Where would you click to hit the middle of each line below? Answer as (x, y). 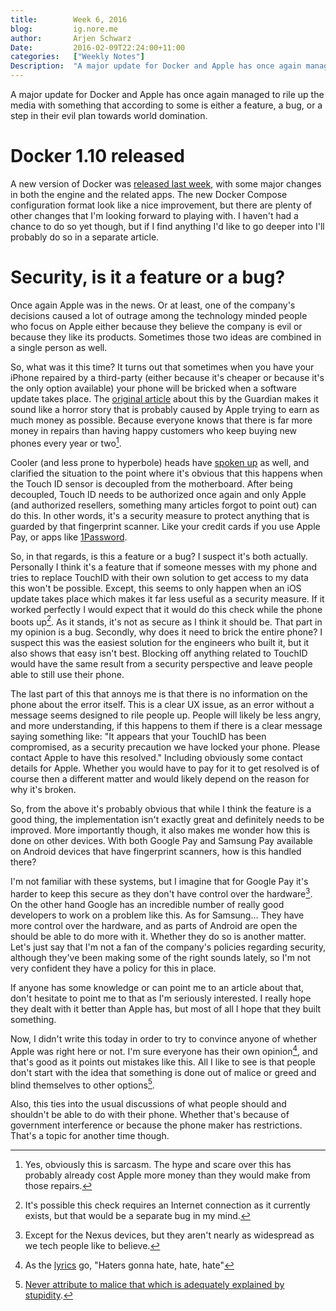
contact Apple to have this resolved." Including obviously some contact (156, 758)
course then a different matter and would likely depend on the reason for (160, 779)
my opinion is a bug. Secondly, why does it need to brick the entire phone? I (166, 632)
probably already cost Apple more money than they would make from (167, 1175)
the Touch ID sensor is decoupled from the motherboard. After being (151, 483)
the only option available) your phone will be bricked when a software (153, 388)
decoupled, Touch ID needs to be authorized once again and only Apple (158, 494)
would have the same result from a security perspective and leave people (161, 664)
